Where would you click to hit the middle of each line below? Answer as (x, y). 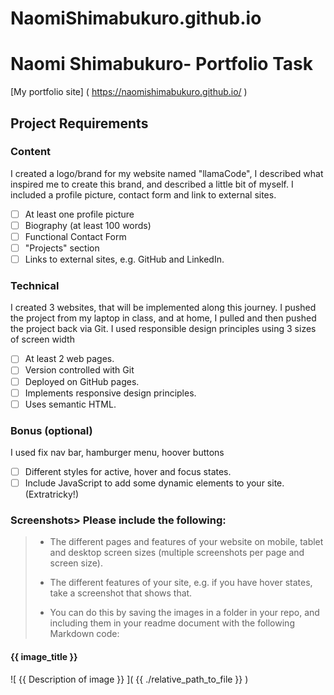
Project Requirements (79, 123)
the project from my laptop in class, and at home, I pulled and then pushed (163, 318)
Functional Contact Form (75, 236)
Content (31, 152)
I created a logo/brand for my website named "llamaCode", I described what (167, 173)
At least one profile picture (79, 214)
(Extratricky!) (52, 494)
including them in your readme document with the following (172, 623)
